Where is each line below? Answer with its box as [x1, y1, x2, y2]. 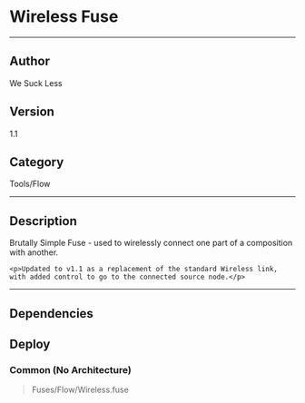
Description [9, 213, 77, 229]
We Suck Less [9, 77, 63, 88]
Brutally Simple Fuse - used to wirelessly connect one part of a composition [9, 238, 293, 249]
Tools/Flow [9, 179, 51, 190]
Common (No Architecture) [9, 363, 132, 376]
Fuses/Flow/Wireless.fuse [31, 384, 129, 396]
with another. [9, 247, 59, 258]
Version [9, 104, 54, 120]
